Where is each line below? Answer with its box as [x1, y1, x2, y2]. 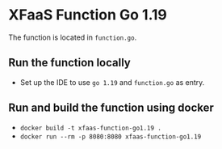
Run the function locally [8, 56, 131, 70]
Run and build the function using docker [8, 101, 214, 115]
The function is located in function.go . [8, 32, 137, 42]
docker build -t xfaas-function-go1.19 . [19, 124, 161, 132]
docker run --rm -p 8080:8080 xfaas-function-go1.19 [19, 132, 202, 141]
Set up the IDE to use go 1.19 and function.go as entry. [19, 77, 205, 87]
